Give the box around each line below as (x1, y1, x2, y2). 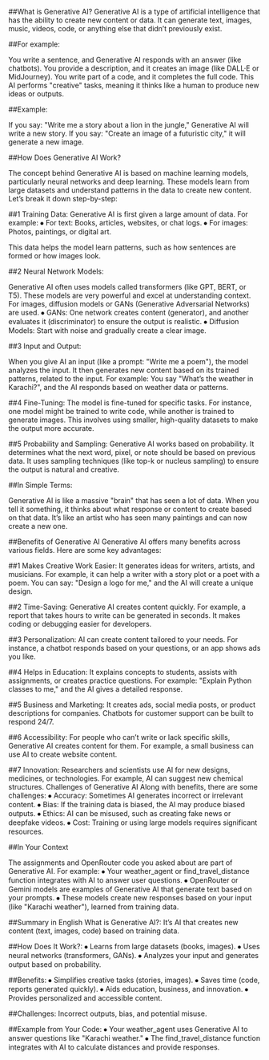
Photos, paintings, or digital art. (8, 227, 112, 236)
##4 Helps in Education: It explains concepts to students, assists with (8, 668, 238, 676)
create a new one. (8, 522, 68, 530)
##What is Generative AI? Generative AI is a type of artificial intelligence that (8, 7, 261, 16)
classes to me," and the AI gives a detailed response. (8, 684, 183, 693)
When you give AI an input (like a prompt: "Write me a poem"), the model (8, 357, 249, 366)
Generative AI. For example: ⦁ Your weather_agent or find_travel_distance (8, 867, 250, 875)
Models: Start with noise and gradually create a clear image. (8, 326, 207, 335)
